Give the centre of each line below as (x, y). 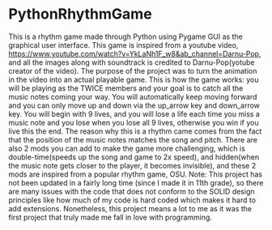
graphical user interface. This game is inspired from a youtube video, (123, 45)
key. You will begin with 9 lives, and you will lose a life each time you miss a (134, 113)
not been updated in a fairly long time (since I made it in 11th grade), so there (136, 182)
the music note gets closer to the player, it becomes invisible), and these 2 (132, 165)
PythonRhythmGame (80, 14)
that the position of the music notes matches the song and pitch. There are (133, 139)
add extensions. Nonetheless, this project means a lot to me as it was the (130, 208)
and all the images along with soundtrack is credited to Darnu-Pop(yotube (132, 62)
